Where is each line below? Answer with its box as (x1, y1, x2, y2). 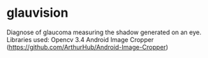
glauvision (6, 5, 69, 21)
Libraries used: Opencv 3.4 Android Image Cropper (6, 35, 154, 43)
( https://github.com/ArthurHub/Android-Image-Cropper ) (6, 43, 169, 51)
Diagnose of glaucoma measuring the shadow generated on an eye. (6, 28, 202, 36)
